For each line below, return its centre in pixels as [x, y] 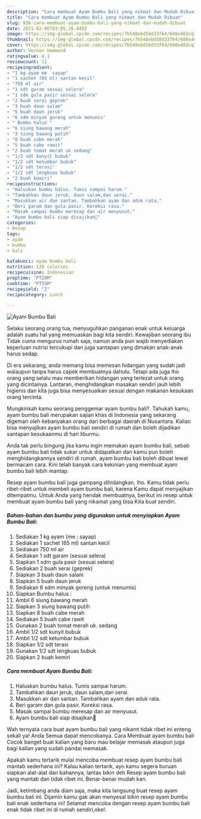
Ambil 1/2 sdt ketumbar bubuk [52, 638]
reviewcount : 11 [27, 62]
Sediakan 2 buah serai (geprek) [54, 569]
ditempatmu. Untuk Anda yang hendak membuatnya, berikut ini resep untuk [100, 495]
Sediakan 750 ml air [40, 550]
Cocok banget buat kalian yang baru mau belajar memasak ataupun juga [96, 742]
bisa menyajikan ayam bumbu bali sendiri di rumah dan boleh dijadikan [94, 428]
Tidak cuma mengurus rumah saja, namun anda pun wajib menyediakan [95, 341]
